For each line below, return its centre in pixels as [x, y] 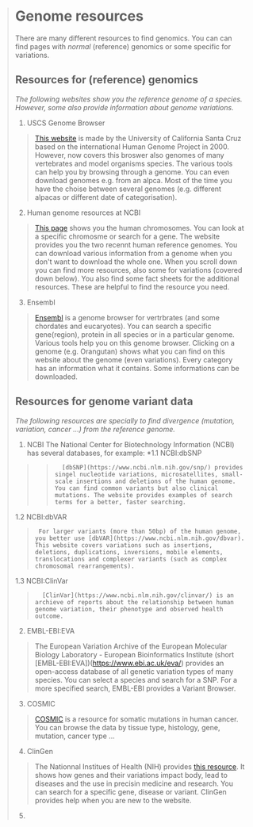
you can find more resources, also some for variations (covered [138, 270]
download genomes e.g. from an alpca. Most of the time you [133, 180]
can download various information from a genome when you [133, 253]
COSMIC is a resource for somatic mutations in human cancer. [136, 719]
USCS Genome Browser [66, 123]
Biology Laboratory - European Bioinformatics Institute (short [134, 654]
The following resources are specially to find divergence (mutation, [125, 420]
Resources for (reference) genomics [107, 80]
